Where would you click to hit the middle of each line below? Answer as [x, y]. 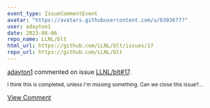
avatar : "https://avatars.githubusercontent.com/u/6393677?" [98, 20]
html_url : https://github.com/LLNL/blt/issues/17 [81, 46]
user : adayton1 [29, 26]
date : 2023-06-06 [32, 33]
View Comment [29, 97]
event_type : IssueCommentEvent [52, 13]
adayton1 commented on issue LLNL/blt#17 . [69, 72]
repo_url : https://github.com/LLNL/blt [65, 53]
